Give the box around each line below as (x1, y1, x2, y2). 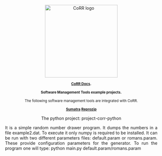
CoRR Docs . (71, 81, 92, 86)
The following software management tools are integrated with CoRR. (24, 98, 138, 103)
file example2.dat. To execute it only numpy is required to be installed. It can (5, 130, 158, 136)
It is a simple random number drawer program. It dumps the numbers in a (5, 125, 158, 130)
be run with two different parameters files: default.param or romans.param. (5, 135, 158, 140)
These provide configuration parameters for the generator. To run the (5, 140, 158, 146)
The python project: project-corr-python (41, 115, 122, 121)
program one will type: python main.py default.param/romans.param (5, 145, 141, 151)
